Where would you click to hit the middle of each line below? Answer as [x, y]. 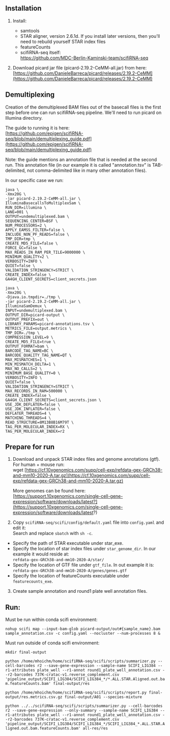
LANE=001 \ [17, 212]
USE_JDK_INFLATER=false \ [33, 409]
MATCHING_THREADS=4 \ [28, 418]
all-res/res [95, 728]
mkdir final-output [26, 652]
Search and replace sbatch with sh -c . [53, 533]
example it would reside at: [41, 554]
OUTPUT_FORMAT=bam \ [27, 346]
